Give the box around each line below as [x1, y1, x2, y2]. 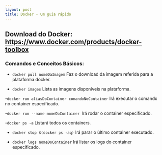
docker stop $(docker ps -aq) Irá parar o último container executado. [12, 129, 154, 135]
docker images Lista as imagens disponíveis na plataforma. [12, 86, 131, 92]
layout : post [5, 7, 32, 12]
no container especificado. [5, 101, 60, 107]
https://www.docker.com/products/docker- [5, 37, 142, 46]
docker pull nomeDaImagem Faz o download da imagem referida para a [12, 71, 153, 77]
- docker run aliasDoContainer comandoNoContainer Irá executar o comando [5, 95, 158, 101]
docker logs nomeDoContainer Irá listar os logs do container [12, 139, 132, 145]
